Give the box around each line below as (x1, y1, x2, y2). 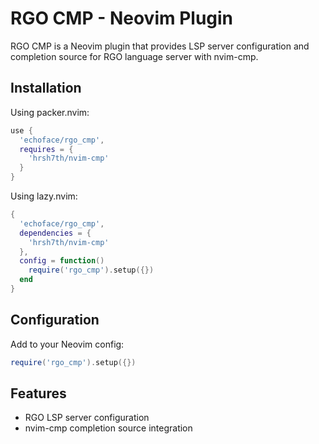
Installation (10, 80, 82, 97)
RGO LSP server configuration (24, 412, 150, 424)
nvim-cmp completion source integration (24, 422, 193, 434)
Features (10, 385, 67, 402)
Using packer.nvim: (10, 106, 90, 118)
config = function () (19, 256, 105, 266)
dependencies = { (19, 228, 92, 238)
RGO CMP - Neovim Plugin (10, 7, 234, 30)
